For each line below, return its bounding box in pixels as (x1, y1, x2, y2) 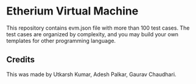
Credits (6, 54, 35, 65)
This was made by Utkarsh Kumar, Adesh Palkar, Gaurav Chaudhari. (6, 71, 177, 78)
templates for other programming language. (6, 37, 116, 44)
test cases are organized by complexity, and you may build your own (6, 30, 178, 37)
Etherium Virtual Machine (6, 4, 139, 18)
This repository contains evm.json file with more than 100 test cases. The (6, 24, 190, 31)
